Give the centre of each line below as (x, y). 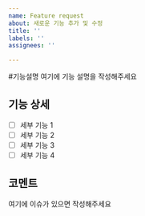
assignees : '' (32, 46)
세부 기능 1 (36, 124)
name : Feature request (46, 16)
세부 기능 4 (37, 155)
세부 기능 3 (37, 145)
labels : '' (26, 38)
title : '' (25, 31)
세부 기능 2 (37, 135)
